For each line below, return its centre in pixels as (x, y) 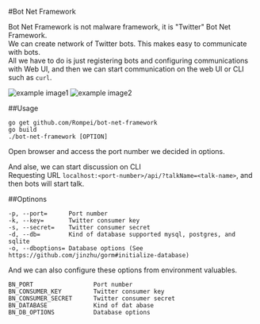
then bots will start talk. (46, 183)
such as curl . (30, 77)
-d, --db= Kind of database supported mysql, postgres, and (122, 234)
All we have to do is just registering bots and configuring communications (128, 60)
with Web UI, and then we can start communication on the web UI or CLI (126, 69)
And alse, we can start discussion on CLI (75, 167)
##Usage (23, 108)
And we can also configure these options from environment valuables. (123, 270)
